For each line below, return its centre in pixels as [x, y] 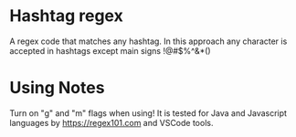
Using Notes [57, 88]
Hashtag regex [66, 16]
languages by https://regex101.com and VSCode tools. [111, 122]
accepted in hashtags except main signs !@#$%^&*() [111, 50]
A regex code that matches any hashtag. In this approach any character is [148, 41]
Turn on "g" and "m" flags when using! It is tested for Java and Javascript [148, 113]
